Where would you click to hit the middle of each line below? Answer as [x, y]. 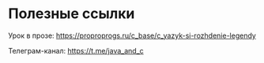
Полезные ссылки [72, 14]
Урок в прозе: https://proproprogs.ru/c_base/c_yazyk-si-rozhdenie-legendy [132, 35]
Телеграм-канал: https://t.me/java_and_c [76, 50]
